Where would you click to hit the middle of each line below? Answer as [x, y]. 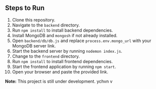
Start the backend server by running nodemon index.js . [67, 51]
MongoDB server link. [34, 45]
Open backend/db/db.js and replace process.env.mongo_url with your [82, 41]
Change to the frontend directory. [46, 56]
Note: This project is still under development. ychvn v [59, 81]
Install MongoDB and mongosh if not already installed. [65, 35]
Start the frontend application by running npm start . [64, 67]
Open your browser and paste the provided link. [60, 72]
